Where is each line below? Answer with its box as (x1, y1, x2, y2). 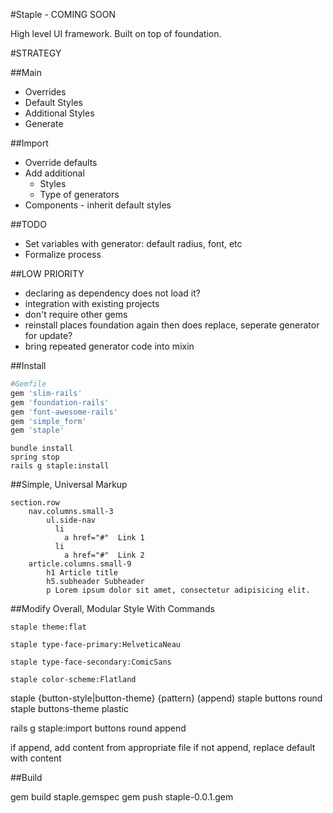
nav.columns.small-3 (28, 507, 114, 517)
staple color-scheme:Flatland (10, 675, 137, 685)
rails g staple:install (10, 461, 110, 471)
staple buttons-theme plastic (10, 703, 129, 715)
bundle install (10, 444, 74, 454)
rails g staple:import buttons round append (10, 722, 187, 734)
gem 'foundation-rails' (10, 397, 110, 408)
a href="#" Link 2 (63, 550, 145, 561)
